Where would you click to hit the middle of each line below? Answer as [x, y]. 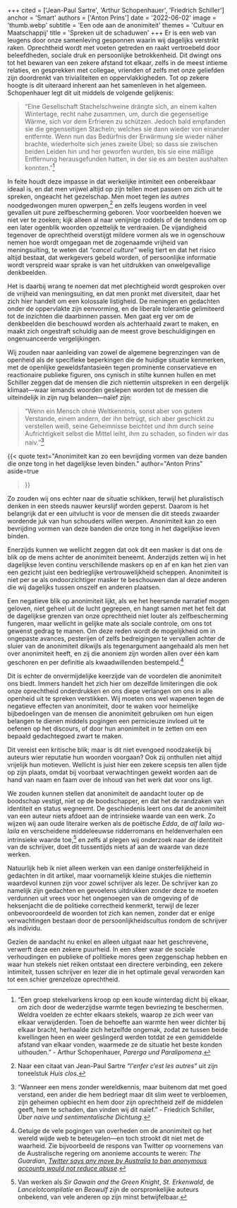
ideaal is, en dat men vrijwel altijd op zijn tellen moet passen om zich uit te [115, 189]
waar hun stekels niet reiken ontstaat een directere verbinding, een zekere [115, 964]
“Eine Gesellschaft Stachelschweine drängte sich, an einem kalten [121, 106]
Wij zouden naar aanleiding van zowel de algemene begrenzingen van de [114, 353]
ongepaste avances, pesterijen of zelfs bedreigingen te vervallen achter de [116, 638]
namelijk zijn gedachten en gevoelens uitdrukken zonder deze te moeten [113, 891]
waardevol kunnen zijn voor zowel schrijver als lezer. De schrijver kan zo [113, 883]
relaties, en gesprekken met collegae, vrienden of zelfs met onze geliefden [116, 70]
